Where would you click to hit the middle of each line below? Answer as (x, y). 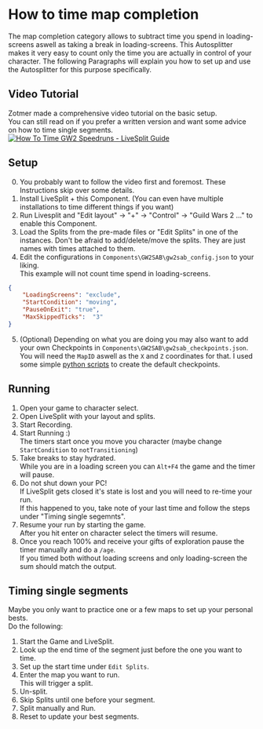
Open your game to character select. (79, 408)
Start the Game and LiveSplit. (67, 642)
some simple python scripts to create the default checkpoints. (120, 364)
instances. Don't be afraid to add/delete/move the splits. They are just (132, 240)
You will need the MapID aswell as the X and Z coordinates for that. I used (136, 355)
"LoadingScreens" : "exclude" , (72, 295)
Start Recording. (46, 425)
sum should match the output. (68, 566)
